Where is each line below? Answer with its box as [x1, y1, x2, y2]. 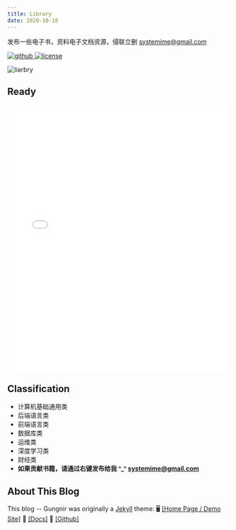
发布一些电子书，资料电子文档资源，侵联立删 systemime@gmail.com [7, 37, 207, 46]
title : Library [7, 10, 52, 18]
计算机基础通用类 [17, 403, 68, 411]
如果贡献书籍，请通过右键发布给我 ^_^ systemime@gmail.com [17, 464, 199, 473]
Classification [7, 383, 70, 395]
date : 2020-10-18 [7, 17, 59, 24]
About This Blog [7, 485, 80, 497]
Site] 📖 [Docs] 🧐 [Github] [7, 514, 79, 523]
